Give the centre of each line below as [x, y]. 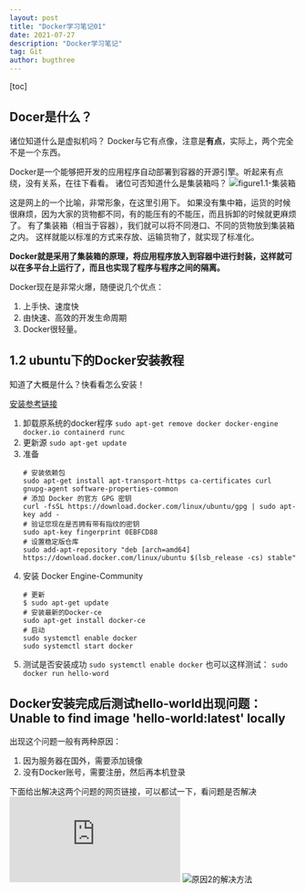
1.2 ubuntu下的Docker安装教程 [97, 361]
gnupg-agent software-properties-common [100, 489]
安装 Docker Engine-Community [83, 576]
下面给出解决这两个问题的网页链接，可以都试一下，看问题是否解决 [133, 792]
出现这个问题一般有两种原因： [65, 742]
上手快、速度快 [51, 306]
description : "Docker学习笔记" [66, 43]
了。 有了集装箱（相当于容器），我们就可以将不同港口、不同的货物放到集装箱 [152, 225]
